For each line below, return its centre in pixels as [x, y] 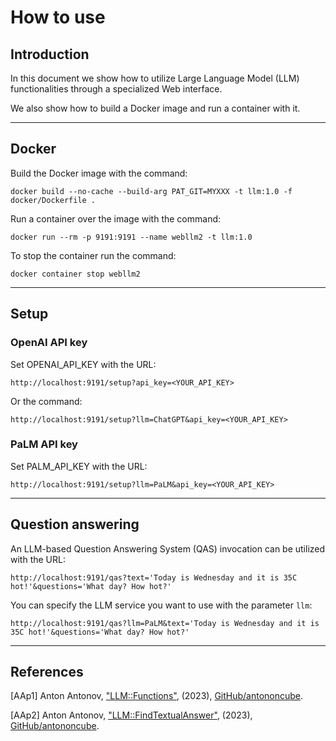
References [47, 672]
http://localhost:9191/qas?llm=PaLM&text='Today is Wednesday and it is [165, 623]
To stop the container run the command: [93, 255]
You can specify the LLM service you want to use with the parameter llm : [161, 605]
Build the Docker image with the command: [99, 173]
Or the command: [46, 401]
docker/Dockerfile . [53, 200]
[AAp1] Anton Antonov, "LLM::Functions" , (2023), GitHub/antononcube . [157, 696]
